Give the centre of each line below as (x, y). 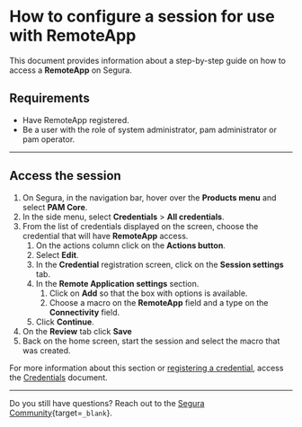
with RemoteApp (73, 36)
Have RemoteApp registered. (76, 120)
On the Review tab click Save (77, 331)
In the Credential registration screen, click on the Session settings (160, 264)
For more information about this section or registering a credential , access (147, 368)
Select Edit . (57, 254)
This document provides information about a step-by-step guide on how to (147, 60)
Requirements (49, 98)
